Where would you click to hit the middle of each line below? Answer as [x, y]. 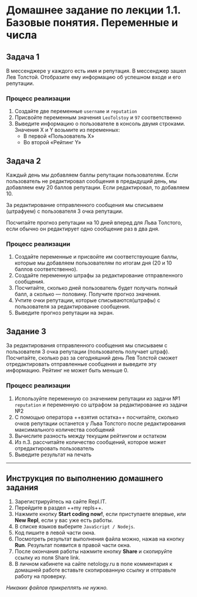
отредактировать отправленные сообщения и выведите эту [81, 364]
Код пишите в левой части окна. [55, 533]
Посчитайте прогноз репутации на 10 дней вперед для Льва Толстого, [94, 223]
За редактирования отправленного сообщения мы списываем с [87, 345]
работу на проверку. [40, 576]
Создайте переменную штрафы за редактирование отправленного [99, 276]
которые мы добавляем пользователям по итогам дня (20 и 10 [93, 263]
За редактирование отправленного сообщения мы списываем [85, 205]
